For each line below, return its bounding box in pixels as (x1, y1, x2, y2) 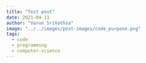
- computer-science (11, 48, 61, 54)
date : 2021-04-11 (6, 14, 50, 20)
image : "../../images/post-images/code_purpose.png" (6, 25, 141, 32)
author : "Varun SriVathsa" (6, 20, 74, 26)
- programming (11, 43, 47, 49)
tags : (6, 31, 20, 37)
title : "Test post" (6, 8, 55, 15)
